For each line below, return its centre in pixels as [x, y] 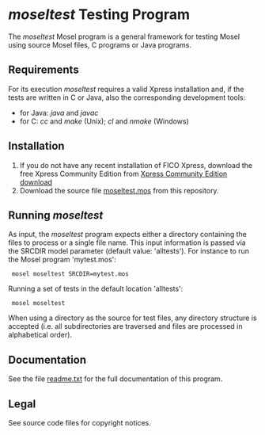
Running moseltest [56, 215]
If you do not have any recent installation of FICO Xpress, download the [136, 165]
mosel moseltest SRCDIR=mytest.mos [70, 274]
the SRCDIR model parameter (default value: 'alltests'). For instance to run [129, 251]
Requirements [44, 70]
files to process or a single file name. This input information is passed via [127, 242]
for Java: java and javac [59, 113]
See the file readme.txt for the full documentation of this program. [115, 379]
